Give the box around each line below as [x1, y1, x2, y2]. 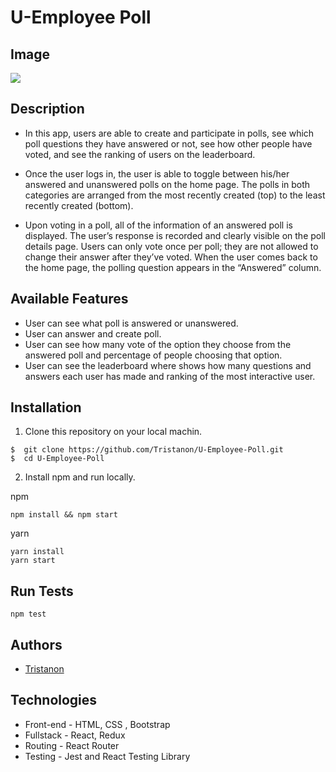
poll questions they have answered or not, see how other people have [24, 137, 313, 150]
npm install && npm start [10, 510, 118, 520]
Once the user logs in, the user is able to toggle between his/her [24, 167, 290, 180]
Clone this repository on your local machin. [24, 426, 203, 438]
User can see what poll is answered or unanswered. [24, 317, 239, 329]
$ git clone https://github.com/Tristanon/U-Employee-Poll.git [10, 445, 284, 455]
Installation [10, 399, 82, 416]
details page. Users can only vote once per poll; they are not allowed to [24, 240, 319, 252]
